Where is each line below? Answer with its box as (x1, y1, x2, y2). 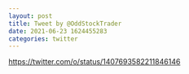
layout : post (8, 11, 53, 20)
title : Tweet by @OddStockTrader (8, 20, 122, 28)
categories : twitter (8, 34, 79, 43)
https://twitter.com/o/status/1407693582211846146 (8, 57, 181, 67)
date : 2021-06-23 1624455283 (8, 27, 108, 35)
